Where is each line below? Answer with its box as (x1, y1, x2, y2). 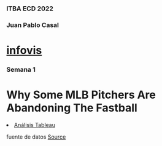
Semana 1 (6, 65, 36, 74)
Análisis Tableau (14, 121, 55, 128)
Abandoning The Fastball (6, 101, 138, 115)
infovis (6, 44, 42, 58)
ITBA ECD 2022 (6, 4, 54, 13)
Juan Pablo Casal (6, 20, 60, 29)
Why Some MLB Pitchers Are (6, 88, 156, 102)
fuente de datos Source (6, 133, 66, 140)
